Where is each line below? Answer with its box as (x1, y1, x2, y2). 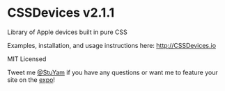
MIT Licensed (7, 54, 47, 63)
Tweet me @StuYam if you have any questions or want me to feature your (7, 68, 218, 76)
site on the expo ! (7, 75, 56, 84)
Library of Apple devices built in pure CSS (7, 28, 127, 36)
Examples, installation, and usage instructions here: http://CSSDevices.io (7, 41, 217, 49)
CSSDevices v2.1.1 (7, 5, 115, 21)
